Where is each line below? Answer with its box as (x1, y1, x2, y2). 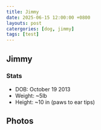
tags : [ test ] (6, 31, 39, 37)
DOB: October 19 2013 (15, 85, 71, 93)
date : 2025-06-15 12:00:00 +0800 (6, 15, 91, 21)
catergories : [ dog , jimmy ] (6, 25, 74, 32)
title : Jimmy (6, 8, 39, 15)
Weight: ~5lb (15, 92, 47, 99)
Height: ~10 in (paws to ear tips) (15, 98, 96, 106)
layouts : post (6, 20, 42, 26)
